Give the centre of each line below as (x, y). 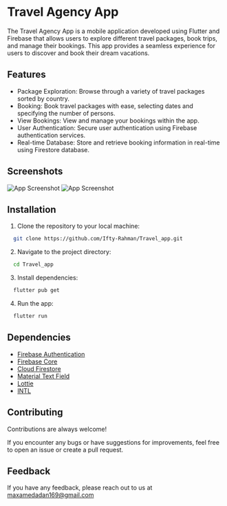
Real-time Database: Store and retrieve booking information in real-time (118, 143)
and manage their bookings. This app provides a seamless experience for (111, 45)
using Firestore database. (53, 149)
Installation (32, 210)
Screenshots (35, 172)
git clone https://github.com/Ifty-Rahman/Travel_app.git (98, 239)
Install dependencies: (47, 278)
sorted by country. (43, 98)
